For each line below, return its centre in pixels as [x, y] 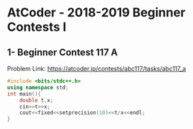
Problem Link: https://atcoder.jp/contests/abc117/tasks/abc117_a [96, 69]
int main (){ [24, 94]
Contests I [37, 27]
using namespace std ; [38, 87]
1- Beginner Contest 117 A [63, 52]
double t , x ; [36, 100]
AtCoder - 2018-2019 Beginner [96, 13]
